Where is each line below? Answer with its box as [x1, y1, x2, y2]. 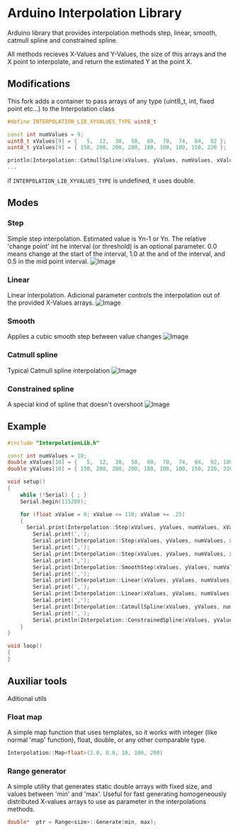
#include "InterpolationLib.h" [7, 439, 100, 447]
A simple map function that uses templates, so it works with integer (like [7, 728, 217, 736]
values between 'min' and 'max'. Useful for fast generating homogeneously [7, 790, 227, 798]
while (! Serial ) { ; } [20, 491, 87, 499]
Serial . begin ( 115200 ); [20, 498, 87, 505]
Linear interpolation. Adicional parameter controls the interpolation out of [7, 290, 221, 299]
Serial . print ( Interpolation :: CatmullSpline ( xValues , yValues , [33, 603, 220, 610]
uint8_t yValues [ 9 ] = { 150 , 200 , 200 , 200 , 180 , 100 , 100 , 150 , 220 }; [7, 144, 227, 151]
